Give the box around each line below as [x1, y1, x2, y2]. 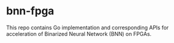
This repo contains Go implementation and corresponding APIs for [6, 24, 169, 31]
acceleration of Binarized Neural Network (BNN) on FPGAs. [6, 30, 152, 37]
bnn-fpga [6, 4, 55, 18]
